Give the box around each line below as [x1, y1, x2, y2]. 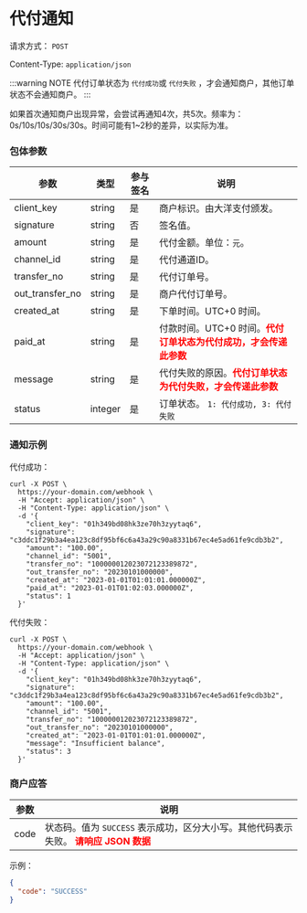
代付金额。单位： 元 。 [159, 237, 249, 249]
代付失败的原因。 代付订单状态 [159, 366, 288, 379]
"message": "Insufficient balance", [26, 738, 166, 748]
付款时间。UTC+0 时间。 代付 [159, 322, 285, 334]
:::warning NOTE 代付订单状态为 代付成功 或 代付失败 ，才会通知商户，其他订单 [9, 77, 295, 88]
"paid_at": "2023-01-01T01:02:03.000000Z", [26, 583, 195, 592]
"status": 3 [26, 747, 71, 756]
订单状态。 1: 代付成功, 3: [159, 398, 272, 410]
